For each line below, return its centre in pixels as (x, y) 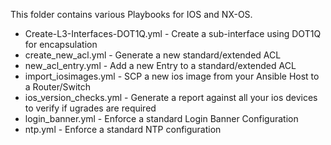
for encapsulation (61, 44)
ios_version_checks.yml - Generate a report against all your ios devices (171, 97)
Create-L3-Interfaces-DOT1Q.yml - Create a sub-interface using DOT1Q (173, 33)
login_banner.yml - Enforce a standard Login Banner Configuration (161, 118)
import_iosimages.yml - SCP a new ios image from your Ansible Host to (172, 76)
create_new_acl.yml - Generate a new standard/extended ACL (153, 55)
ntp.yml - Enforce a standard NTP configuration (123, 129)
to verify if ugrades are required (90, 108)
